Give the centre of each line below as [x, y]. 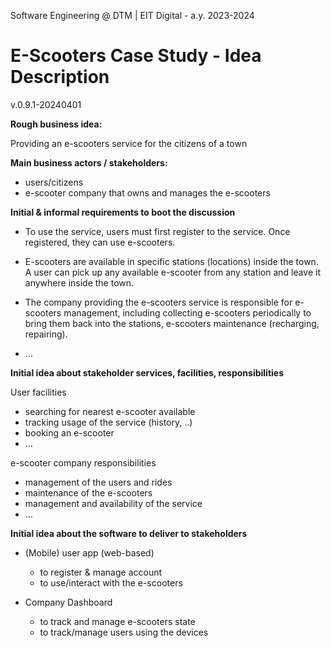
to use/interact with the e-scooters [111, 582]
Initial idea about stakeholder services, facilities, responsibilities [147, 372]
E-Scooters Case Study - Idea [136, 56]
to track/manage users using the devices [124, 632]
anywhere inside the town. [79, 282]
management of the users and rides [98, 482]
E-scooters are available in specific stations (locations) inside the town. [171, 261]
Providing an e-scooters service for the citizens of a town [129, 143]
